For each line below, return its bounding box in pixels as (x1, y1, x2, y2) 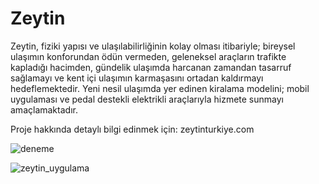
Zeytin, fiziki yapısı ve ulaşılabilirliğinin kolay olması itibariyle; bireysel (10, 40, 296, 52)
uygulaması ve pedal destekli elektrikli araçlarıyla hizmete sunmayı (10, 93, 284, 105)
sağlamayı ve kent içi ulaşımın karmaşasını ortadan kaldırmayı (10, 72, 264, 84)
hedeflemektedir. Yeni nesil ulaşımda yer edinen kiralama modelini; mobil (10, 82, 310, 94)
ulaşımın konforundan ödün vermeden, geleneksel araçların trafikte (10, 50, 287, 62)
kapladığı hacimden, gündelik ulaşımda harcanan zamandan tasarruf (10, 61, 292, 73)
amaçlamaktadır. (10, 103, 78, 116)
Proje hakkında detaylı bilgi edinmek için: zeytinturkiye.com (10, 123, 255, 135)
